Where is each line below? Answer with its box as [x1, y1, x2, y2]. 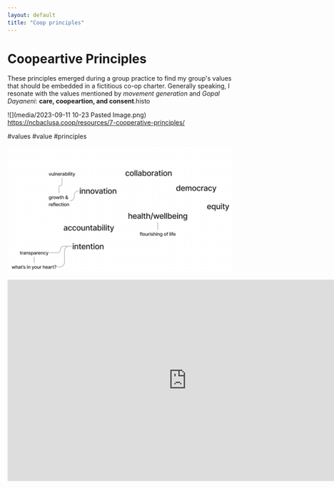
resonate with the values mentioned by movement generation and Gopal [7, 89, 220, 98]
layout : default [7, 11, 56, 19]
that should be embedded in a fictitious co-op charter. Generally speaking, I [7, 82, 230, 91]
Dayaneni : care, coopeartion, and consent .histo [7, 97, 151, 106]
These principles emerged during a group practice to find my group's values [7, 74, 232, 83]
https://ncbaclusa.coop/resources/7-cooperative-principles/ [7, 118, 186, 127]
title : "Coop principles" [7, 19, 84, 26]
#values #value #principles [7, 132, 87, 141]
